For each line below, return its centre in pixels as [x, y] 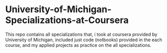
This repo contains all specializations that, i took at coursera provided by [81, 34]
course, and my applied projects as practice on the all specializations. [78, 45]
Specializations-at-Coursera [67, 20]
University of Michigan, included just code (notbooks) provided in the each [84, 40]
